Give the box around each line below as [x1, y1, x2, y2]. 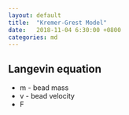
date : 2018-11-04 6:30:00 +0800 [8, 26, 122, 34]
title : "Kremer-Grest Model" [8, 19, 108, 27]
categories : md [8, 33, 58, 41]
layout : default [8, 11, 61, 20]
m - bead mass [19, 83, 69, 92]
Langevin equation [8, 62, 102, 75]
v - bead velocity [19, 92, 75, 101]
